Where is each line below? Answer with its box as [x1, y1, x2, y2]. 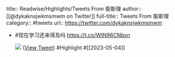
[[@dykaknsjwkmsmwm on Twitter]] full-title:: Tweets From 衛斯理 [6, 12, 169, 20]
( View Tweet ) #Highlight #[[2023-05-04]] [22, 44, 125, 51]
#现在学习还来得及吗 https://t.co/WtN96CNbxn [14, 31, 130, 39]
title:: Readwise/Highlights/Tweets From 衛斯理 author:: [6, 5, 142, 12]
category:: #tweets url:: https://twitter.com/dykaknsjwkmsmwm [6, 20, 162, 26]
